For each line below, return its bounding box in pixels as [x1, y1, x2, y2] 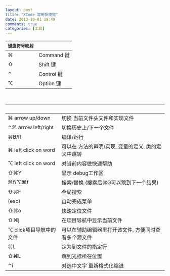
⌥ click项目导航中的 [8, 227, 56, 234]
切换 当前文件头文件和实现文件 [61, 115, 134, 122]
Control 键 [38, 71, 63, 78]
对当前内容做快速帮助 [61, 160, 113, 167]
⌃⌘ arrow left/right [8, 124, 54, 131]
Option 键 [38, 80, 62, 87]
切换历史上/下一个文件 [61, 124, 114, 131]
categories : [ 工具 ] [5, 26, 45, 31]
